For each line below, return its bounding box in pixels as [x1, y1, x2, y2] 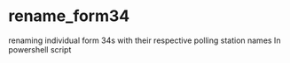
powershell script [8, 44, 72, 54]
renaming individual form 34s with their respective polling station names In [8, 35, 281, 45]
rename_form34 [8, 6, 130, 26]
